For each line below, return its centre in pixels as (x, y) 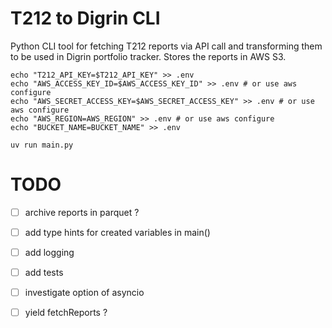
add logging (49, 252)
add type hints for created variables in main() (117, 232)
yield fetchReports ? (66, 313)
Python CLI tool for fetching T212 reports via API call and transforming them (166, 46)
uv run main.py (42, 145)
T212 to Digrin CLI (85, 18)
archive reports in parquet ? (82, 212)
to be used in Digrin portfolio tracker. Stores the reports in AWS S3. (148, 56)
